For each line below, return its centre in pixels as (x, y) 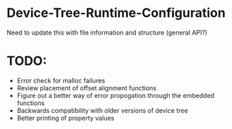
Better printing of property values (65, 118)
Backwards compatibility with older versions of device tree (102, 110)
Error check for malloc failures (61, 80)
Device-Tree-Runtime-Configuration (116, 13)
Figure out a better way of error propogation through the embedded (116, 95)
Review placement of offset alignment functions (87, 88)
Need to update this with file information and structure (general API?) (107, 32)
